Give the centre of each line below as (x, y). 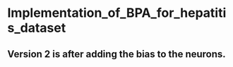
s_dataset (37, 28)
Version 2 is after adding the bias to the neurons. (116, 54)
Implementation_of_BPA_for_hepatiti (117, 13)
